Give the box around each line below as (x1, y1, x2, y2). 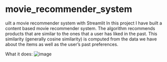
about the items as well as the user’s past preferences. (5, 41, 119, 47)
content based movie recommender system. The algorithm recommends (5, 25, 155, 31)
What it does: (5, 51, 33, 57)
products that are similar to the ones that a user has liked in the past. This (5, 30, 157, 36)
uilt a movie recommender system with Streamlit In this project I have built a (5, 20, 162, 26)
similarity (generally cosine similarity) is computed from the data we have (5, 36, 157, 42)
